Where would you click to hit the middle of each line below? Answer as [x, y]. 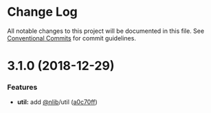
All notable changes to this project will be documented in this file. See [106, 31]
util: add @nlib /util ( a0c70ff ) [57, 102]
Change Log [42, 12]
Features [22, 88]
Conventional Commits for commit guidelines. [71, 38]
